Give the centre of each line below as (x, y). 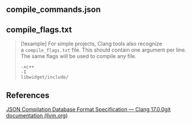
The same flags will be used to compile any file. (79, 56)
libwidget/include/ (45, 77)
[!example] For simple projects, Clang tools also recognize (91, 44)
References (28, 95)
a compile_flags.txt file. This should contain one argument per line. (103, 50)
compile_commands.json (53, 10)
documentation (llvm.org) (37, 116)
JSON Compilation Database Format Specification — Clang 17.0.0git (89, 109)
